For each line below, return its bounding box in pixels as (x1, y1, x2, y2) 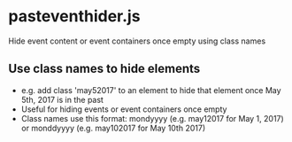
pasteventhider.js (8, 6, 141, 27)
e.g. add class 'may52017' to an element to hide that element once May (20, 84, 281, 95)
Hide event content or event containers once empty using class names (8, 35, 266, 46)
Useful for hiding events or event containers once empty (20, 104, 227, 114)
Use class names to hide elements (8, 61, 201, 76)
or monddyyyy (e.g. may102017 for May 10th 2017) (20, 122, 205, 133)
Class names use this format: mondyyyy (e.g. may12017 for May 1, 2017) (20, 113, 284, 123)
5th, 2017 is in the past (20, 94, 104, 105)
